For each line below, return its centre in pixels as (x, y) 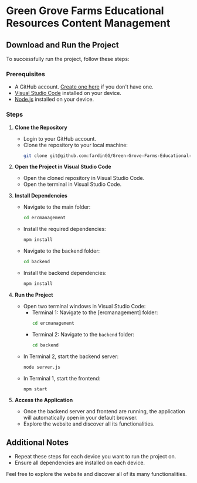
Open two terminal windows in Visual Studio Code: (84, 306)
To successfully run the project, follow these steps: (68, 59)
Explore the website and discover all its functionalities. (89, 424)
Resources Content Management (88, 23)
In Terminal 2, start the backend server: (71, 356)
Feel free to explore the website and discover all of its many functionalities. (96, 474)
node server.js (42, 367)
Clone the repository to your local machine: (75, 145)
